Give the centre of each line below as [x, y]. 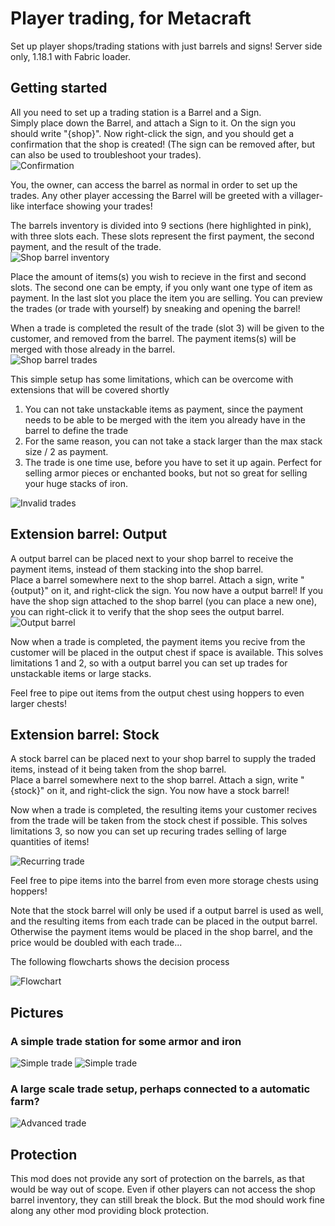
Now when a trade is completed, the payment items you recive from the [158, 641]
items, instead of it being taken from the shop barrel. [118, 769]
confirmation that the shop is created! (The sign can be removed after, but [163, 144]
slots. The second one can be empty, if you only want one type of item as [161, 287]
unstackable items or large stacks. [81, 673]
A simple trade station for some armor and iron [126, 1041]
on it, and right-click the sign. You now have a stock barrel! [168, 791]
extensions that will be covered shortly [90, 389]
